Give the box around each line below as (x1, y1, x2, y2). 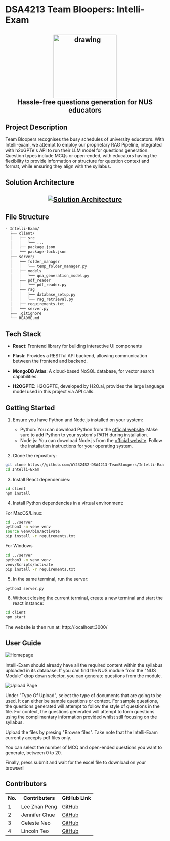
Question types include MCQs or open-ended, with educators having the (5, 153, 157, 159)
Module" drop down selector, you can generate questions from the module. (5, 673, 162, 679)
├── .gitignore (10, 311, 42, 316)
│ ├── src (10, 235, 35, 240)
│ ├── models (10, 268, 42, 273)
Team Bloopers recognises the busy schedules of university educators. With (5, 136, 164, 142)
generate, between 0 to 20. (5, 750, 62, 756)
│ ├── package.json (10, 245, 56, 250)
